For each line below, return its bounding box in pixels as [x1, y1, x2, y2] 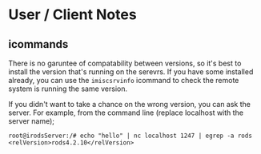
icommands [8, 38, 69, 51]
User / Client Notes [8, 6, 138, 24]
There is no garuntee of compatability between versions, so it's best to [8, 58, 242, 68]
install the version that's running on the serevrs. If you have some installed [8, 67, 254, 77]
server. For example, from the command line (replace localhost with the [8, 108, 244, 117]
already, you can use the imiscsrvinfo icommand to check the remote [8, 76, 239, 85]
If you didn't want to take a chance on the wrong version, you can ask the [8, 100, 251, 109]
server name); [8, 116, 54, 125]
